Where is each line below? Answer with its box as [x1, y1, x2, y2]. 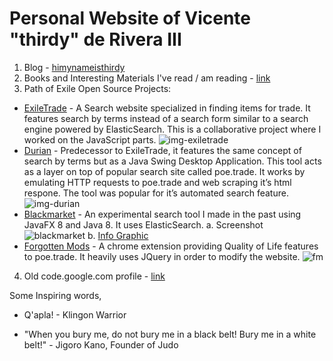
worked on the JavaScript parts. [23, 133, 157, 146]
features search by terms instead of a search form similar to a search [23, 112, 309, 124]
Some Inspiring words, [9, 289, 102, 301]
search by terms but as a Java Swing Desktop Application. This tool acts [23, 155, 322, 167]
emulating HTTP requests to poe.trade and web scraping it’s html [23, 176, 292, 188]
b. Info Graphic [87, 229, 149, 241]
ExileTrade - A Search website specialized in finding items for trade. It [23, 102, 311, 114]
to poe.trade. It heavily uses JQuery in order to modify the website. [23, 250, 301, 262]
